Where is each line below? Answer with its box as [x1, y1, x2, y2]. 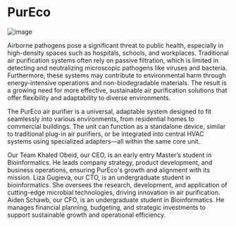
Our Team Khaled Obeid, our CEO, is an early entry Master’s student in [7, 151, 212, 159]
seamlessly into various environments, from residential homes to [7, 114, 195, 123]
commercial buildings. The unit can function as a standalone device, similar [7, 122, 226, 130]
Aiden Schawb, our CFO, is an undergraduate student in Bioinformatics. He [7, 195, 225, 204]
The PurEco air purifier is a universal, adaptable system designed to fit [7, 107, 211, 115]
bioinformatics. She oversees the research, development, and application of [7, 180, 228, 189]
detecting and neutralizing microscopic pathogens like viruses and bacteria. [7, 63, 228, 72]
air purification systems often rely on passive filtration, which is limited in [7, 56, 219, 64]
